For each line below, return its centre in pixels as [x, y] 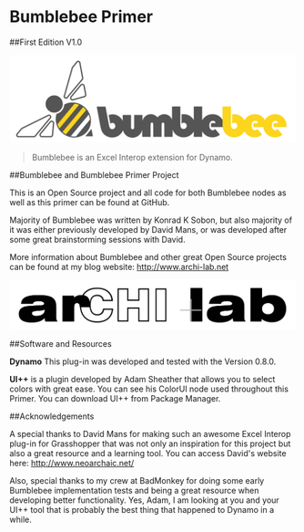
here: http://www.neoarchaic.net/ [72, 463]
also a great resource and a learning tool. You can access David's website [148, 453]
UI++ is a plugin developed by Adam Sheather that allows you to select [142, 379]
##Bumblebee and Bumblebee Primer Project [94, 174]
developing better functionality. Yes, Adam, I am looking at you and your [144, 500]
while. [20, 519]
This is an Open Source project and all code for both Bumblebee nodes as [148, 193]
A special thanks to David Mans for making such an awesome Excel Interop [150, 433]
